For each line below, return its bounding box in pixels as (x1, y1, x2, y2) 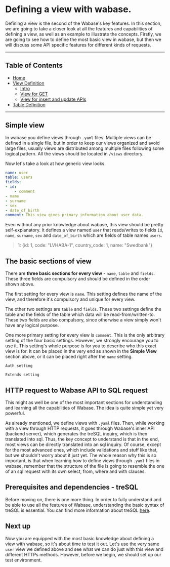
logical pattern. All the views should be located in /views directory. (5, 150, 144, 156)
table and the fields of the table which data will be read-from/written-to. (5, 311, 155, 317)
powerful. (5, 410, 25, 416)
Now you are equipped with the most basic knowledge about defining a (5, 535, 154, 541)
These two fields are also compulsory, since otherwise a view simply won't (5, 317, 161, 323)
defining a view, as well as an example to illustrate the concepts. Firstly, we (5, 31, 162, 37)
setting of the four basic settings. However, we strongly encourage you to (5, 338, 159, 344)
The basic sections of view (5, 257, 92, 265)
